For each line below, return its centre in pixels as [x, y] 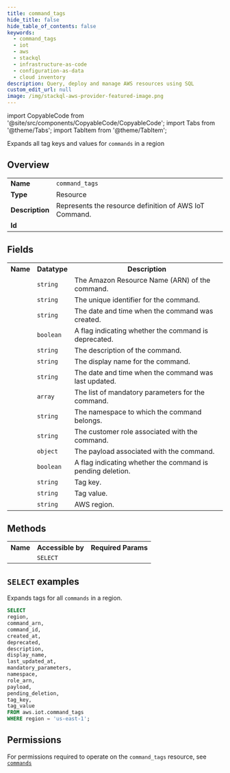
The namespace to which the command [138, 411]
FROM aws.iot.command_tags [46, 713]
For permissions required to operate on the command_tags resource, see [107, 757]
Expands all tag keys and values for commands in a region [86, 143]
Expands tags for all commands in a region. [65, 598]
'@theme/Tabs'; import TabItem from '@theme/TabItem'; [87, 130]
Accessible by [60, 548]
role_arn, [21, 681]
